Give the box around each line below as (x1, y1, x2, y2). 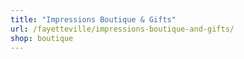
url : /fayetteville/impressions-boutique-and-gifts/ (10, 24, 235, 34)
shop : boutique (10, 33, 74, 43)
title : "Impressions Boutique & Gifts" (10, 14, 177, 25)
